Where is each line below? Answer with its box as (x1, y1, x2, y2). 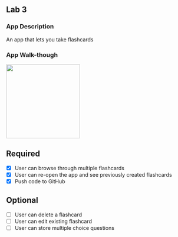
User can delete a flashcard (14, 211, 83, 218)
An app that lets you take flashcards (6, 35, 94, 43)
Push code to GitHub (14, 177, 66, 185)
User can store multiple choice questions (14, 224, 115, 231)
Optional (6, 195, 38, 206)
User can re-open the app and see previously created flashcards (14, 171, 172, 178)
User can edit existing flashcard (14, 217, 93, 225)
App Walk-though (6, 50, 58, 59)
